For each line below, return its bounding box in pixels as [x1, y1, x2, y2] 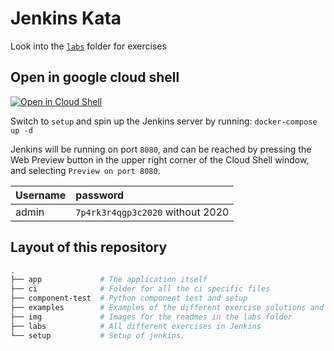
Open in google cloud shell [10, 69, 180, 86]
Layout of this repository [10, 239, 168, 256]
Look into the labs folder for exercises [10, 40, 167, 52]
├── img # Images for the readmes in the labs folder [10, 312, 293, 322]
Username [15, 188, 67, 202]
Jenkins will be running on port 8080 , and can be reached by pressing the [10, 143, 312, 155]
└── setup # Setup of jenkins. [10, 330, 186, 341]
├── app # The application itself [10, 275, 208, 285]
